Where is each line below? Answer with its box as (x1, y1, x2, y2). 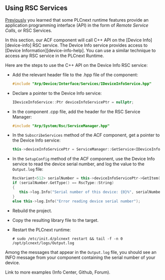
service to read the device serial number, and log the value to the (12, 161, 145, 167)
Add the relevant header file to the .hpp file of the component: (12, 71, 138, 78)
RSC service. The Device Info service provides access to (32, 42, 148, 48)
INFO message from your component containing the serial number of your (5, 254, 156, 260)
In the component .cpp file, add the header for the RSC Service (12, 108, 140, 115)
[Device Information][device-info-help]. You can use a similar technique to (5, 47, 156, 53)
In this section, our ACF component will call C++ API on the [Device (5, 37, 142, 43)
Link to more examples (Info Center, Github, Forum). (5, 269, 111, 275)
